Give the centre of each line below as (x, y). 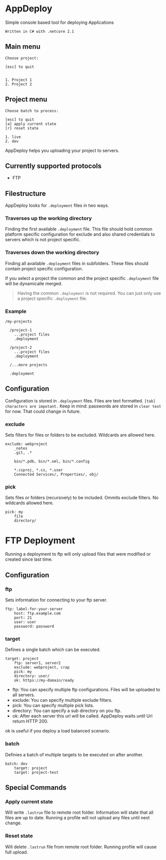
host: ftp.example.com (37, 613)
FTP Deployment (40, 540)
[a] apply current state (31, 124)
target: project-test (36, 772)
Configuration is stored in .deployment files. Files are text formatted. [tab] (81, 400)
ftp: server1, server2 (37, 663)
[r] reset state (22, 128)
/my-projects (19, 322)
